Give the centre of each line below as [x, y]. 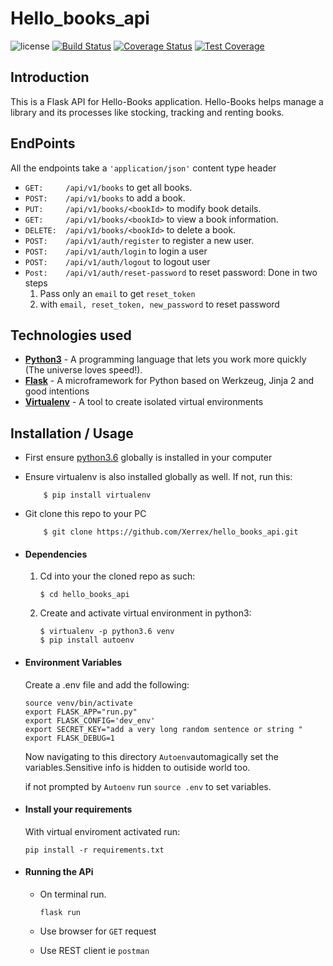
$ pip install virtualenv [97, 495]
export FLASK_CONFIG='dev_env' [90, 720]
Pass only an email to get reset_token [117, 293]
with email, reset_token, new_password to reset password [159, 304]
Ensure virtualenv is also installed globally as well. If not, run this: [158, 477]
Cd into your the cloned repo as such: [117, 576]
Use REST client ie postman [94, 950]
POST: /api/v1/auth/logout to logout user [117, 261]
